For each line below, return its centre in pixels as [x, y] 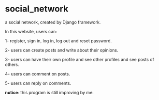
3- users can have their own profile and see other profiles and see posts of [80, 59]
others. [12, 64]
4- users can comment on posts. [37, 74]
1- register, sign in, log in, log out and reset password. [58, 41]
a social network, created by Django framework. [53, 22]
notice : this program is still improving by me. [50, 92]
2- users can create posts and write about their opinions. [62, 50]
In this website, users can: [31, 31]
